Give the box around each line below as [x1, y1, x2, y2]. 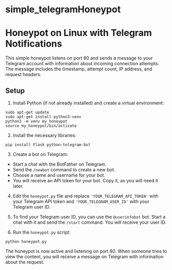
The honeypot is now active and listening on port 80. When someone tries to [5, 248, 167, 254]
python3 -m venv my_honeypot [5, 119, 68, 124]
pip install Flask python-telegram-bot [5, 142, 91, 147]
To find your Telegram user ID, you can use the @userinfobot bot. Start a [12, 214, 166, 220]
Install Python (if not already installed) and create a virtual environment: [12, 100, 164, 106]
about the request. [5, 259, 45, 265]
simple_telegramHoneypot [5, 4, 121, 15]
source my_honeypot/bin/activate [5, 123, 77, 128]
